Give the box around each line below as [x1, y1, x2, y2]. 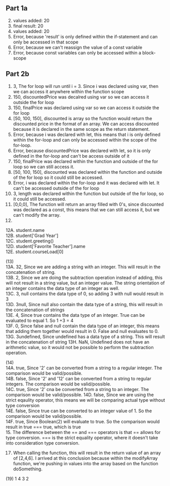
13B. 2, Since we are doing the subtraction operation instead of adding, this [6, 274, 163, 280]
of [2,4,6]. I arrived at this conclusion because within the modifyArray [13, 455, 158, 461]
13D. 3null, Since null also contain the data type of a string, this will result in [6, 301, 163, 307]
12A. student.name [6, 227, 45, 233]
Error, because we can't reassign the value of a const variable [13, 44, 143, 50]
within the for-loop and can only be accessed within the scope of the [13, 136, 157, 143]
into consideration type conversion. [6, 440, 80, 446]
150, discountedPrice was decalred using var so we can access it [13, 93, 149, 100]
